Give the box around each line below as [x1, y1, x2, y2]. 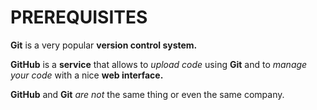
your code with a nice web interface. [10, 69, 164, 81]
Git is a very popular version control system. [10, 39, 198, 51]
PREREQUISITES [10, 6, 148, 29]
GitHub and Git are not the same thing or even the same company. [10, 88, 285, 100]
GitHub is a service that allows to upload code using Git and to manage [10, 58, 308, 70]
